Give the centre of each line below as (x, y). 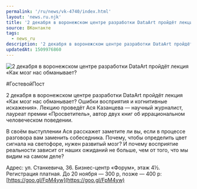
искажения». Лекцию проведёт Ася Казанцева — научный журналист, (95, 107)
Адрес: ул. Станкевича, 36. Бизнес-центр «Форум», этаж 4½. (83, 167)
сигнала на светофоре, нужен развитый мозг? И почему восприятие (92, 143)
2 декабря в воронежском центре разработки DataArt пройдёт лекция (94, 95)
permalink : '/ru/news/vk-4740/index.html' (59, 11)
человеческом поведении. (40, 120)
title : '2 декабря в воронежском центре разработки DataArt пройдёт (91, 22)
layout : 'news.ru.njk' (34, 17)
